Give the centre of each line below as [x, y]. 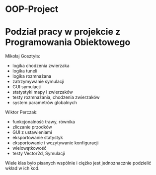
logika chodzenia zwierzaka [41, 66]
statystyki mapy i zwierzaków [42, 92]
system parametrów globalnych [44, 103]
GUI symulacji [27, 87]
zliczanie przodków [32, 127]
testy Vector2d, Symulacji [39, 153]
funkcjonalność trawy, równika [44, 122]
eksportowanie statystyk [38, 138]
